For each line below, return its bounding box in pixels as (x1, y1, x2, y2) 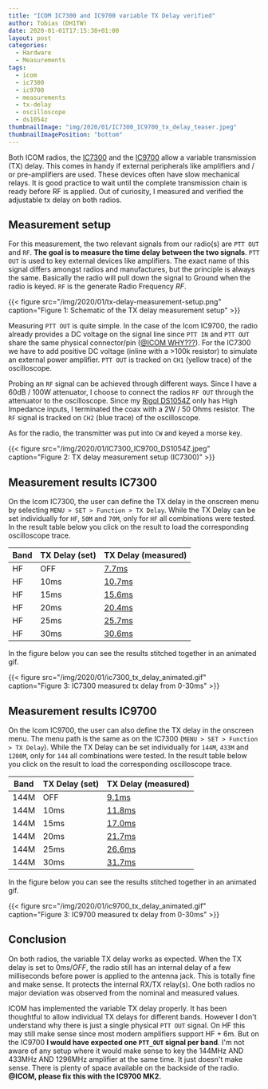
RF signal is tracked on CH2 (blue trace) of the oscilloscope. (8, 413, 201, 423)
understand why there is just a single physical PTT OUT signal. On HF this (8, 1020, 246, 1030)
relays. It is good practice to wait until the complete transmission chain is (8, 177, 247, 188)
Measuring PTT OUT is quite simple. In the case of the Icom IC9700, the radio (8, 321, 258, 331)
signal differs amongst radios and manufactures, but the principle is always (8, 264, 255, 274)
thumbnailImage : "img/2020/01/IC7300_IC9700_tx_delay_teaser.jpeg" (8, 123, 238, 131)
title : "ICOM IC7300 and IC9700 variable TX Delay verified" (8, 11, 216, 20)
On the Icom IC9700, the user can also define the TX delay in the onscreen (8, 725, 254, 735)
